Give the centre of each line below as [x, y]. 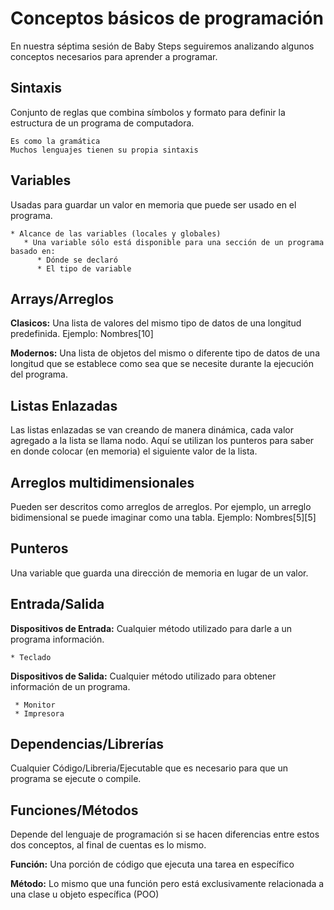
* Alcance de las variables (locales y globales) [116, 233]
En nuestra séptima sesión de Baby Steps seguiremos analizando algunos [162, 46]
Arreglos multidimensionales [102, 482]
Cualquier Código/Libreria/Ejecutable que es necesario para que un [149, 768]
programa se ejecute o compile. [76, 779]
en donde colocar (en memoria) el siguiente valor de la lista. [134, 451]
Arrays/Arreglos [62, 298]
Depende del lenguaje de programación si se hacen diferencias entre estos [165, 834]
